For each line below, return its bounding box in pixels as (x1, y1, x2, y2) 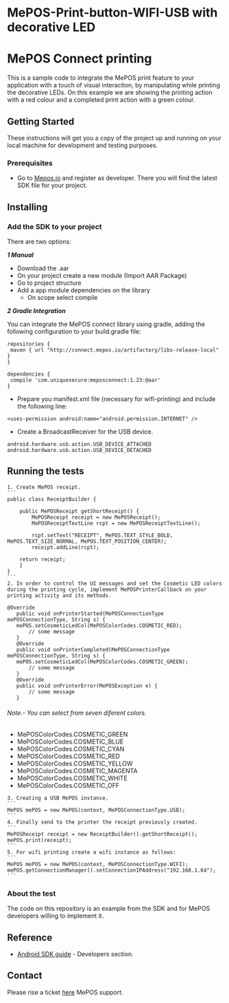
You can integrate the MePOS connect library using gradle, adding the (7, 320, 206, 328)
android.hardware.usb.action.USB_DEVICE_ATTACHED (7, 440, 152, 448)
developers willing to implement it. (7, 912, 104, 920)
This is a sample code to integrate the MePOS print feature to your (7, 74, 195, 82)
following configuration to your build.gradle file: (7, 327, 141, 335)
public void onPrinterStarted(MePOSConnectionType (16, 610, 165, 617)
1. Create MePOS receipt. (7, 484, 81, 490)
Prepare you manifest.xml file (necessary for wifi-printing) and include (16, 394, 216, 403)
